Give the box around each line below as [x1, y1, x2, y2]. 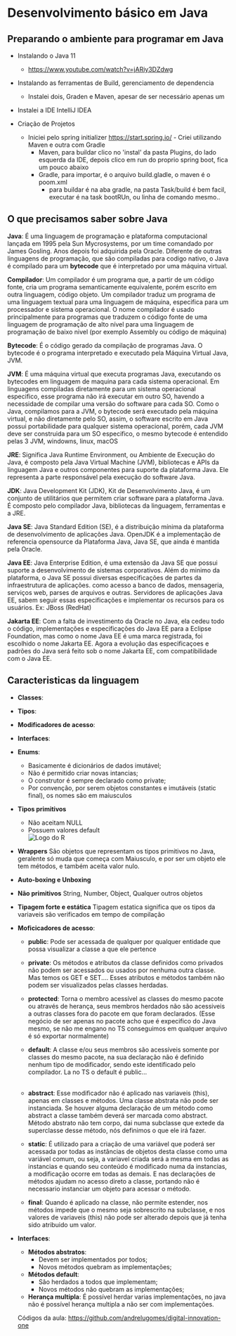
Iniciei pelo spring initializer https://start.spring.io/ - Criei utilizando [27, 133, 222, 141]
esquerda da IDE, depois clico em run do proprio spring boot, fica [38, 156, 228, 164]
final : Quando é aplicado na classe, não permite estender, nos [27, 1198, 209, 1206]
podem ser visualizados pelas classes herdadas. [27, 981, 169, 989]
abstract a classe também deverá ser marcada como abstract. [27, 1111, 208, 1120]
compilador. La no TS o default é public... [27, 1068, 147, 1076]
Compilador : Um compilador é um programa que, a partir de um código [7, 275, 214, 284]
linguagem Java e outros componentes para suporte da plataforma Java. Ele [7, 465, 229, 473]
